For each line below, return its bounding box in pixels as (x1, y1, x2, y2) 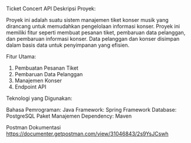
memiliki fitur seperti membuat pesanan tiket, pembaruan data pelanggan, (6, 29, 186, 36)
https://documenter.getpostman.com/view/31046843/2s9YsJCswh (6, 130, 169, 137)
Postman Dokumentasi (6, 124, 61, 131)
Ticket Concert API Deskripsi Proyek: (6, 5, 96, 12)
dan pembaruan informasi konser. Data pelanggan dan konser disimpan (6, 35, 180, 42)
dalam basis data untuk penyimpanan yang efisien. (6, 41, 130, 48)
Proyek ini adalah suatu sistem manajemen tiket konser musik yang (6, 17, 169, 23)
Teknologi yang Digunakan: (6, 95, 73, 102)
